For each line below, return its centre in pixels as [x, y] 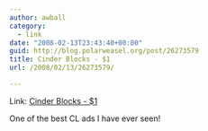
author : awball [38, 17]
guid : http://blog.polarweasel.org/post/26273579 [104, 51]
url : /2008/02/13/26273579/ [62, 68]
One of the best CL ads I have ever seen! [85, 118]
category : [28, 26]
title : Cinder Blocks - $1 [60, 59]
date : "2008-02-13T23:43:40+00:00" [76, 43]
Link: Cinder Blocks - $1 [54, 100]
